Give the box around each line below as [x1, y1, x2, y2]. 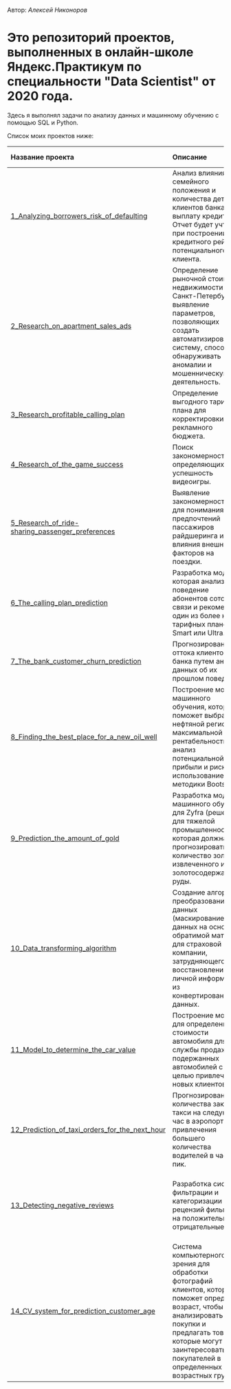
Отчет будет [172, 219, 213, 229]
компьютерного [172, 1250, 226, 1260]
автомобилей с [172, 1062, 223, 1071]
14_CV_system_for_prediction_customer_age [10, 1306, 156, 1315]
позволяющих [172, 316, 220, 326]
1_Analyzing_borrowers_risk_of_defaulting [10, 211, 148, 221]
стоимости [172, 1027, 209, 1037]
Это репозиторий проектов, [7, 30, 175, 45]
